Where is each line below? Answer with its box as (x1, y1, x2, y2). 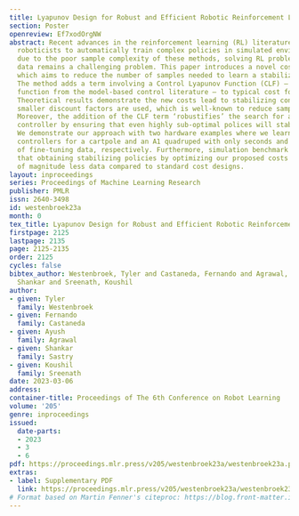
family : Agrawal (17, 335, 77, 344)
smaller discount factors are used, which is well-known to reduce (17, 104, 273, 113)
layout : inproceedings (9, 170, 93, 179)
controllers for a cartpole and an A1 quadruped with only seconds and (17, 137, 289, 146)
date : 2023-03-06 (9, 377, 74, 386)
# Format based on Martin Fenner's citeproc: (9, 493, 181, 502)
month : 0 (9, 211, 42, 221)
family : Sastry (17, 352, 74, 361)
